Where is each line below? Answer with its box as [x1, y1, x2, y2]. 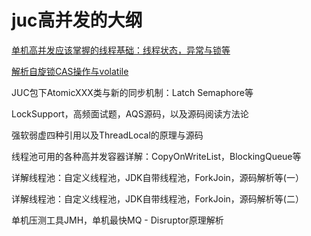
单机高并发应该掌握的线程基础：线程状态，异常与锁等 [11, 44, 231, 56]
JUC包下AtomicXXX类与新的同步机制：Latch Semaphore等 [11, 86, 254, 98]
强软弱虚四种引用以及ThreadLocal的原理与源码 [11, 129, 204, 141]
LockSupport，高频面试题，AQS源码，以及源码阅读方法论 [11, 107, 249, 120]
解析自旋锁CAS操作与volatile [11, 65, 129, 77]
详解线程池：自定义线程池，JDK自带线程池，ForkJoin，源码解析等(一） [11, 171, 304, 183]
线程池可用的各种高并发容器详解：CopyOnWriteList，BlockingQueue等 [11, 150, 302, 162]
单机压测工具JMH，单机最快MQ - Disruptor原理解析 [11, 214, 224, 226]
